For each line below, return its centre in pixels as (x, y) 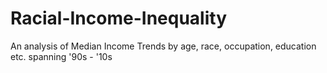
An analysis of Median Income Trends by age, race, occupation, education (163, 46)
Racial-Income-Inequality (118, 18)
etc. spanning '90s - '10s (61, 56)
